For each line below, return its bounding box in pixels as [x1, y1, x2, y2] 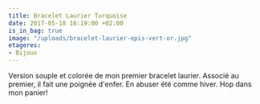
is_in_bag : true [8, 26, 63, 34]
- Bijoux [8, 49, 38, 57]
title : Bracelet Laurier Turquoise [8, 11, 128, 20]
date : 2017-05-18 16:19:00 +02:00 [8, 19, 124, 27]
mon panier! [8, 88, 48, 97]
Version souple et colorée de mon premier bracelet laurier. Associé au [8, 71, 239, 80]
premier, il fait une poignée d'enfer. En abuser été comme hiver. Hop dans [8, 79, 252, 89]
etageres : [8, 42, 42, 50]
